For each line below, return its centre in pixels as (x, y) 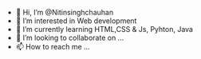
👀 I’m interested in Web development (76, 21)
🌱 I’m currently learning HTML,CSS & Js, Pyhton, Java (104, 29)
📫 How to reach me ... (53, 47)
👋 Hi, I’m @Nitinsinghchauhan (65, 12)
